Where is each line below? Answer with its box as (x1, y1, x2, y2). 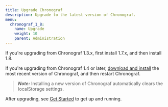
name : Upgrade (14, 26, 44, 32)
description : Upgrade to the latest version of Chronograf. (5, 12, 136, 17)
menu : (5, 17, 17, 22)
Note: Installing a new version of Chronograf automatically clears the (17, 80, 163, 87)
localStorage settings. (17, 86, 64, 92)
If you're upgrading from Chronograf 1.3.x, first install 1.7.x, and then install (5, 49, 162, 56)
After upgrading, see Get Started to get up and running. (5, 95, 122, 102)
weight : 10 (14, 31, 38, 36)
